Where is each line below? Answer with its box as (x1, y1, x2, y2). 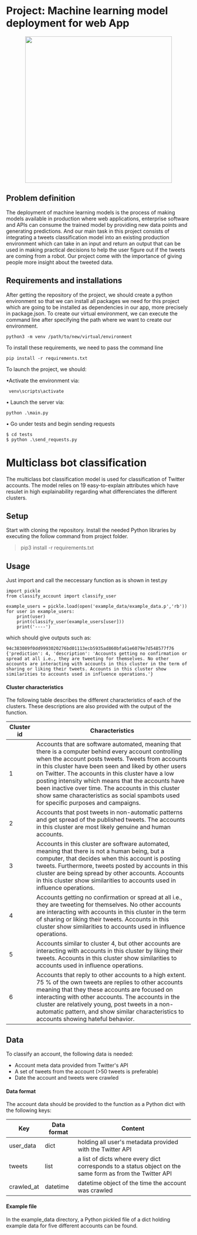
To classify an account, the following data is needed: (6, 1050, 134, 1057)
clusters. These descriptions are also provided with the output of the (6, 703, 172, 710)
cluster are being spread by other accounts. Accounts (36, 869, 185, 877)
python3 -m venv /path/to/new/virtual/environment (6, 334, 133, 339)
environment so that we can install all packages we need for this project (6, 297, 180, 304)
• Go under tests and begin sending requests (6, 420, 116, 427)
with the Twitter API (77, 1145, 132, 1154)
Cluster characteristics (6, 683, 63, 690)
